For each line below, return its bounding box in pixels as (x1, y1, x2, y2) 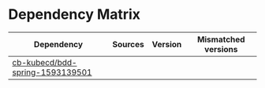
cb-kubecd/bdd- (12, 57, 77, 68)
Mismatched (196, 34, 246, 45)
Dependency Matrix (8, 5, 140, 24)
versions (204, 43, 238, 54)
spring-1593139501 (12, 67, 92, 78)
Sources (112, 38, 144, 49)
